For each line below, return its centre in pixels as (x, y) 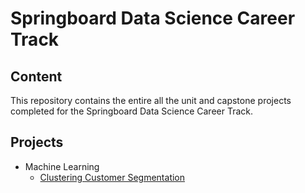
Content (36, 76)
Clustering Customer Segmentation (112, 177)
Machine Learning (62, 166)
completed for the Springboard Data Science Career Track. (132, 111)
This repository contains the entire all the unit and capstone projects (151, 100)
